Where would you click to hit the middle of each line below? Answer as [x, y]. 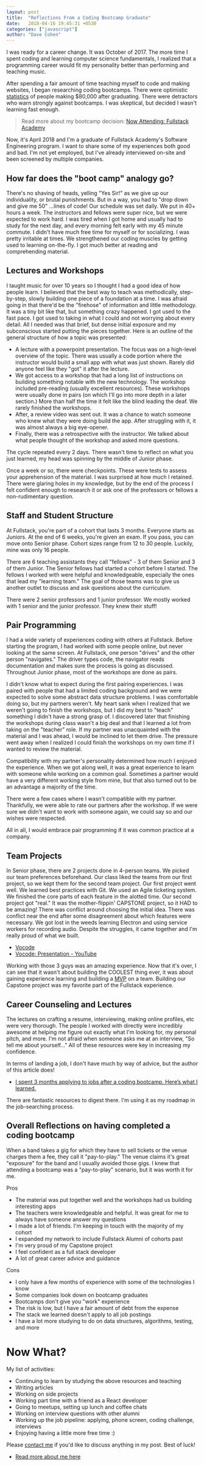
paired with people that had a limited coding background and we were [94, 691]
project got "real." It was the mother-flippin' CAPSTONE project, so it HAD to [102, 903]
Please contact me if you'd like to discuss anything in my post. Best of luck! [101, 1445]
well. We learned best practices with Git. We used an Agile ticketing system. [101, 890]
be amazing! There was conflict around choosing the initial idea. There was [100, 910]
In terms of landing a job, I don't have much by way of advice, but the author [102, 1063]
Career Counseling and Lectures [69, 1004]
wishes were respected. [37, 818]
